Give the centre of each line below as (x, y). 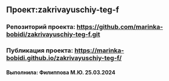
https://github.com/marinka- (120, 27)
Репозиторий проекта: (41, 27)
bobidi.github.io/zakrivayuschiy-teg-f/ (64, 58)
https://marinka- (99, 50)
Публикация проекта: (40, 50)
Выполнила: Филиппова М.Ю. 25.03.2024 (61, 72)
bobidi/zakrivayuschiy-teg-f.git (53, 34)
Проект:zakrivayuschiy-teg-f (63, 10)
